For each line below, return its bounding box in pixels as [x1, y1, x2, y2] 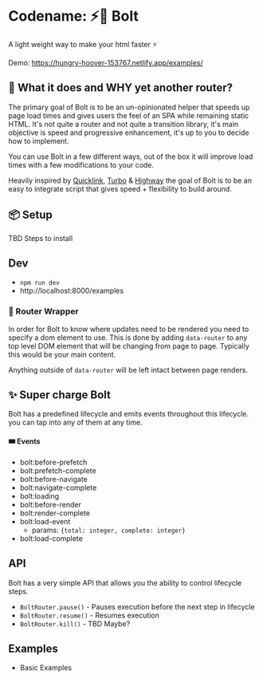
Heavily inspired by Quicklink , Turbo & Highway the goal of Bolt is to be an [8, 176, 253, 185]
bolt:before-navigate [19, 474, 88, 484]
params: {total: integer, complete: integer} [31, 525, 186, 535]
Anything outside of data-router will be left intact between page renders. [8, 365, 249, 374]
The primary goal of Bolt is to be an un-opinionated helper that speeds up [8, 102, 250, 112]
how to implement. [8, 136, 69, 145]
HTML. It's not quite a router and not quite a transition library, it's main [8, 119, 239, 128]
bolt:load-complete [19, 533, 84, 543]
